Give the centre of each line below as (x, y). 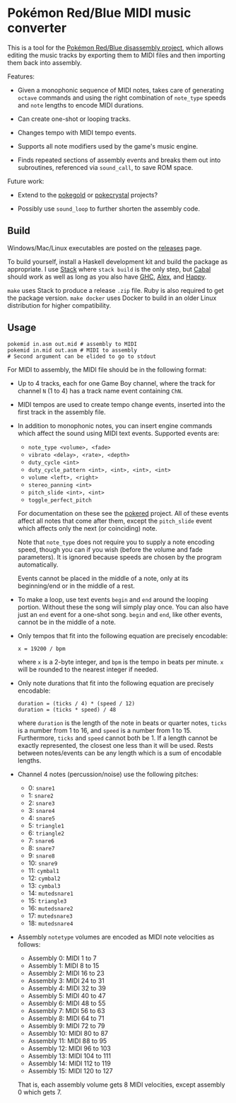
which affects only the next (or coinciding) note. (87, 528)
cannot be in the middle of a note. (67, 622)
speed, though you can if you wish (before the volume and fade (110, 549)
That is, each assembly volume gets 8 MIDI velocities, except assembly (121, 1085)
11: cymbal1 (44, 870)
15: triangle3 (47, 901)
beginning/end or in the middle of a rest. (76, 586)
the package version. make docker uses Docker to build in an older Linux (112, 298)
